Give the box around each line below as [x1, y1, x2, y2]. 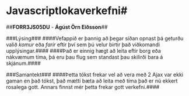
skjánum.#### [6, 60, 41, 67]
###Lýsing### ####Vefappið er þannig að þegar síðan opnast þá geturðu [6, 35, 184, 42]
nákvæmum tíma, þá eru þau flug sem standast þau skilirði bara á [6, 53, 163, 60]
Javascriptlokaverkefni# [6, 4, 128, 18]
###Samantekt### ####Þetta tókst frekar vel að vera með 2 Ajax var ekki [6, 71, 184, 78]
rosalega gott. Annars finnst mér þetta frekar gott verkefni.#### [6, 83, 160, 90]
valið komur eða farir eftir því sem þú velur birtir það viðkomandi [6, 41, 160, 48]
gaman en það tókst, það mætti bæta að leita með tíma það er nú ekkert [6, 77, 178, 84]
